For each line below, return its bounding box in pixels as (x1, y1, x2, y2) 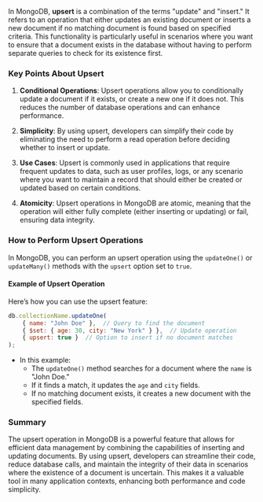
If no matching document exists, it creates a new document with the (31, 389, 251, 398)
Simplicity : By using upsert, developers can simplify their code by (19, 126, 234, 136)
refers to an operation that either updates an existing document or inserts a (8, 15, 251, 24)
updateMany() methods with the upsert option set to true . (8, 261, 192, 271)
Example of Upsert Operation (8, 279, 105, 289)
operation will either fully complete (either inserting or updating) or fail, (19, 207, 249, 216)
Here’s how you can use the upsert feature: (8, 297, 148, 306)
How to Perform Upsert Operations (8, 235, 144, 246)
